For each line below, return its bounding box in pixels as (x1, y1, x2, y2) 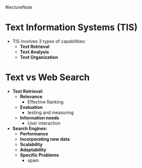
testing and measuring (27, 109, 74, 115)
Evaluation (19, 104, 43, 110)
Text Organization (19, 54, 58, 60)
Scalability (19, 141, 43, 147)
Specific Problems (19, 152, 59, 158)
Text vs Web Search (5, 72, 90, 83)
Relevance (19, 93, 42, 99)
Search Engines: (12, 125, 47, 131)
